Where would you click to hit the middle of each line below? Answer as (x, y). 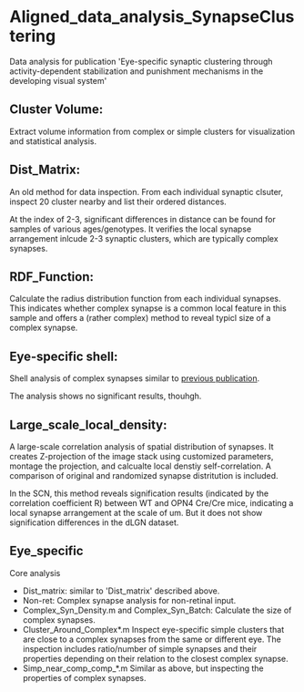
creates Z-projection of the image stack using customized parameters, (142, 456)
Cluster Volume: (56, 110)
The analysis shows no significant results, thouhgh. (106, 396)
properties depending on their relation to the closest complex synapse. (155, 658)
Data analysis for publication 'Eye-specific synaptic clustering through (141, 61)
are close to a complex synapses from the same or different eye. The (152, 639)
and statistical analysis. (53, 141)
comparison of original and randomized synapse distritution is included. (144, 475)
